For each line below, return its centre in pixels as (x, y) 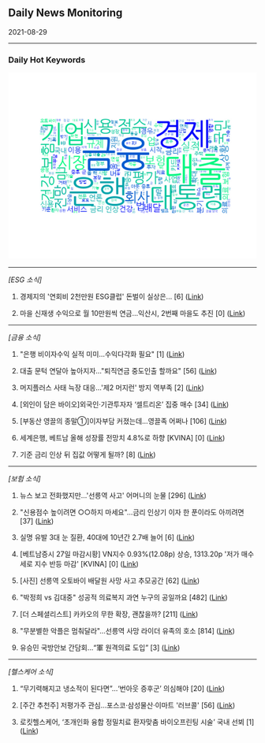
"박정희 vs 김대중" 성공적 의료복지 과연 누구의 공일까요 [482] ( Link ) (123, 597)
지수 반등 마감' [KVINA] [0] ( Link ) (87, 564)
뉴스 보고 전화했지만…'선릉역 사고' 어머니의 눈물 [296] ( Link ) (113, 496)
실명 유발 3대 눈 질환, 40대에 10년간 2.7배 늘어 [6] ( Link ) (107, 537)
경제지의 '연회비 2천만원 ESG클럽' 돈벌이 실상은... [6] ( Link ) (112, 297)
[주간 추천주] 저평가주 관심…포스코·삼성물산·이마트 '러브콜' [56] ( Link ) (127, 705)
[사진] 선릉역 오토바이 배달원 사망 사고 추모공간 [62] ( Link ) (110, 581)
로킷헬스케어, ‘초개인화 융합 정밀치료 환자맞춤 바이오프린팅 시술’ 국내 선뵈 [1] (137, 722)
